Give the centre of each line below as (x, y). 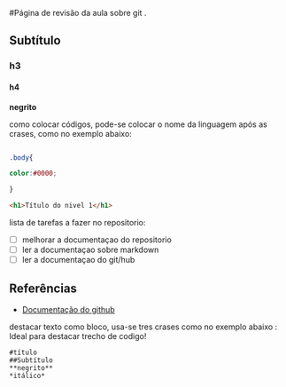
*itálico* (27, 376)
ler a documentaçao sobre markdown (90, 250)
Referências (43, 288)
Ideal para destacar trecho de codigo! (78, 336)
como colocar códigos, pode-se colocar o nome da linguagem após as (138, 124)
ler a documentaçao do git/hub (78, 260)
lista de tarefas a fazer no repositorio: (77, 223)
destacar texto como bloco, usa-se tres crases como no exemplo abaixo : (143, 327)
